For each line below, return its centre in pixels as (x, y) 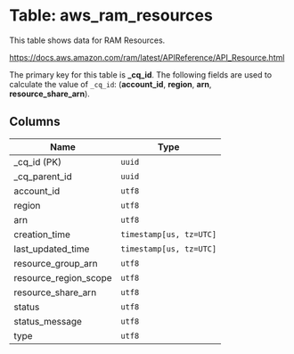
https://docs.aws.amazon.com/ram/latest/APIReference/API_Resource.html (147, 57)
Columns (35, 122)
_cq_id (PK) (38, 161)
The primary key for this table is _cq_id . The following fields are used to (141, 74)
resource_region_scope (63, 277)
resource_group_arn (56, 263)
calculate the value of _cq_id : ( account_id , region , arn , (110, 84)
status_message (48, 321)
